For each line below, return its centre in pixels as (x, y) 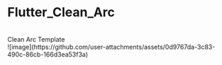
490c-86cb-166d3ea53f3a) (48, 54)
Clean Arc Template (36, 39)
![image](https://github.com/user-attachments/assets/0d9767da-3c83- (111, 47)
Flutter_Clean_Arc (61, 12)
